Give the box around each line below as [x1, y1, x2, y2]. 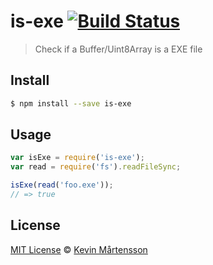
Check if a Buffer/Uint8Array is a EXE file [34, 43, 203, 55]
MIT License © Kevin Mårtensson [10, 243, 148, 255]
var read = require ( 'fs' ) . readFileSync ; [10, 162, 182, 172]
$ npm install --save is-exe [10, 98, 132, 109]
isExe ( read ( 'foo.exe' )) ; [10, 180, 114, 190]
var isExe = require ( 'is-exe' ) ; [10, 153, 145, 163]
